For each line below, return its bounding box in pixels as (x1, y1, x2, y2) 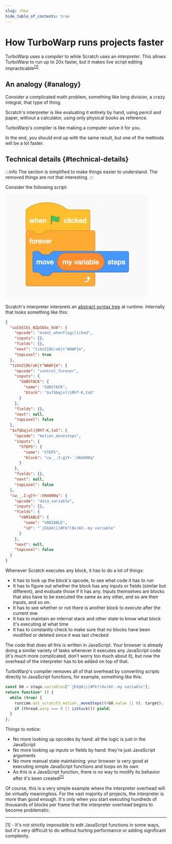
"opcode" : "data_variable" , (14, 499, 74, 504)
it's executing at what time (12, 621, 69, 627)
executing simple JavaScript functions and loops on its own (12, 763, 139, 769)
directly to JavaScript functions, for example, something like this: (5, 674, 142, 680)
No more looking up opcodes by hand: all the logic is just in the (12, 736, 146, 742)
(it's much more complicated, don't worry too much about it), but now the (5, 653, 160, 659)
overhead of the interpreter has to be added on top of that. (5, 658, 129, 665)
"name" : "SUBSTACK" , (24, 384, 68, 390)
